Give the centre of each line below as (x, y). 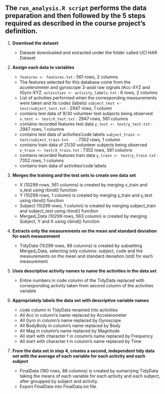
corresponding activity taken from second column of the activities (86, 285)
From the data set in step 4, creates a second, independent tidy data (83, 351)
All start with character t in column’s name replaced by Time (81, 341)
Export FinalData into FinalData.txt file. (58, 386)
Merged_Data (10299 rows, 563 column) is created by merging (83, 216)
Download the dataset (35, 43)
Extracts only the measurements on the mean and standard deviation (84, 231)
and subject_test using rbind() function (59, 211)
